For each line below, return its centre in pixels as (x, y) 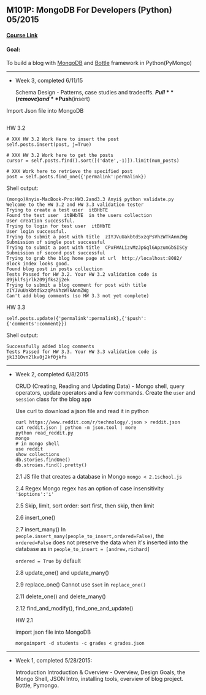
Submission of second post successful (56, 253)
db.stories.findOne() (43, 460)
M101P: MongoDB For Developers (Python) (90, 10)
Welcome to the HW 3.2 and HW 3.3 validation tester (75, 205)
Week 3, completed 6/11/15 (49, 81)
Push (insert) (74, 99)
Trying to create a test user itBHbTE (57, 210)
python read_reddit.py (44, 433)
